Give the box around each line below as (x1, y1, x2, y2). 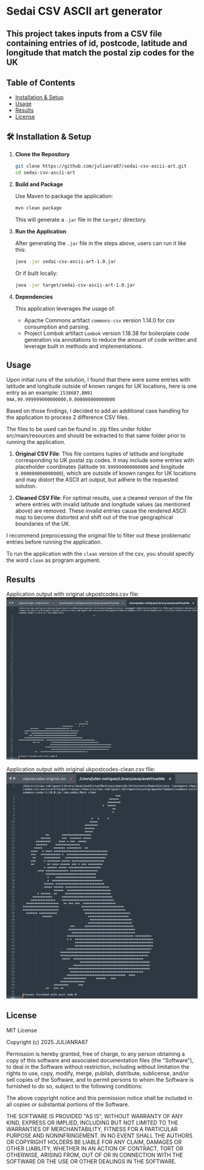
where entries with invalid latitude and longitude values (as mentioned (15, 500, 191, 508)
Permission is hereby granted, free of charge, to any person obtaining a (6, 1050, 185, 1057)
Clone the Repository (15, 151, 70, 158)
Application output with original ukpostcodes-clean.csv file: (6, 765, 155, 773)
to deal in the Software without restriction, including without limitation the (6, 1063, 189, 1070)
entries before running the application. (6, 538, 103, 545)
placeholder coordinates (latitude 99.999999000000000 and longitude (15, 463, 185, 471)
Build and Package (15, 181, 64, 188)
